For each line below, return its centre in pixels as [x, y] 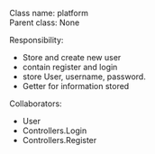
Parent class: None [45, 23]
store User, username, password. [84, 77]
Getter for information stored [76, 86]
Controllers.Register [59, 140]
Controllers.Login [55, 131]
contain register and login [70, 67]
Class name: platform [49, 13]
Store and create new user [72, 57]
